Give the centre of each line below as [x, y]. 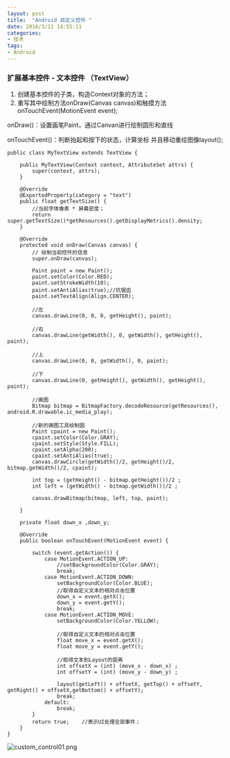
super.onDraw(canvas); [65, 259]
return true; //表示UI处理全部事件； [86, 722]
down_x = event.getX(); [91, 597]
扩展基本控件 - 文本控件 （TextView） [70, 78]
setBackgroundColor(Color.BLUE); [105, 583]
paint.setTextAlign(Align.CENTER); [83, 296]
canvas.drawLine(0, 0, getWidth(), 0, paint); [100, 361]
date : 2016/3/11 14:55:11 [44, 26]
